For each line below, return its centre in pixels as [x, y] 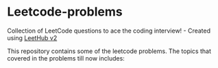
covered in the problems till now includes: [66, 58]
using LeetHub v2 [32, 37]
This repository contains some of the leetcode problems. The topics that [109, 51]
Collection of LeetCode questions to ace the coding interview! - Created [109, 31]
